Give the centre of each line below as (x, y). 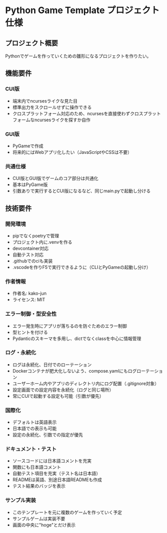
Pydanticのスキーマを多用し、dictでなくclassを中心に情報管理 (77, 338)
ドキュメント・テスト (31, 449)
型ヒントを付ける (30, 332)
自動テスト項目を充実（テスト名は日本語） (56, 474)
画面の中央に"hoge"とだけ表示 (44, 525)
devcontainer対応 (31, 248)
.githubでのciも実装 (32, 261)
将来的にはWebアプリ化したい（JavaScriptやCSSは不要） (72, 152)
